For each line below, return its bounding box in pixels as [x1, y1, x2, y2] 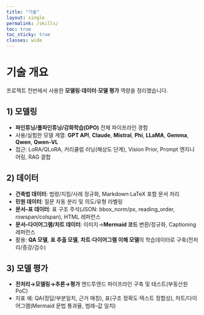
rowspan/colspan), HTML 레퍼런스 [15, 213, 101, 220]
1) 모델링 [6, 106, 38, 117]
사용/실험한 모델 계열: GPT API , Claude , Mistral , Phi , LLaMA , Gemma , [15, 131, 189, 139]
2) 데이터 [6, 173, 39, 183]
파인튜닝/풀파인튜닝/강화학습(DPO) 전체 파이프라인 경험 [15, 123, 148, 131]
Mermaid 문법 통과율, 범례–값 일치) [32, 302, 116, 310]
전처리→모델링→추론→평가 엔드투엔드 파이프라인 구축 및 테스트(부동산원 [15, 280, 188, 288]
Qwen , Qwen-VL [15, 138, 59, 145]
